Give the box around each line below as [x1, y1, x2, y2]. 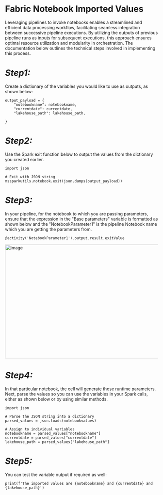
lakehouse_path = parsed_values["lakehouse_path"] [5, 439, 110, 445]
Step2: [5, 135, 33, 147]
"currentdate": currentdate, [14, 106, 73, 111]
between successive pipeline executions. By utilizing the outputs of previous [5, 30, 158, 35]
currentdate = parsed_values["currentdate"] [5, 435, 97, 440]
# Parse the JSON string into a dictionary [5, 414, 95, 419]
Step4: [5, 370, 33, 380]
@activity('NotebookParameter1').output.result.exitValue [5, 235, 125, 241]
